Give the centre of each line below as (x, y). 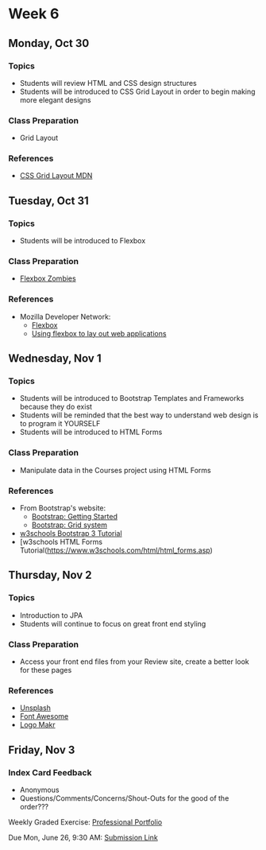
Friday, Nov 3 (42, 749)
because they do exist (56, 407)
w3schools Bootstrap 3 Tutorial (71, 534)
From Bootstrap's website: (63, 508)
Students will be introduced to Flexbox (83, 241)
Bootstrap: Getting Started (74, 517)
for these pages (46, 670)
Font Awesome (44, 716)
